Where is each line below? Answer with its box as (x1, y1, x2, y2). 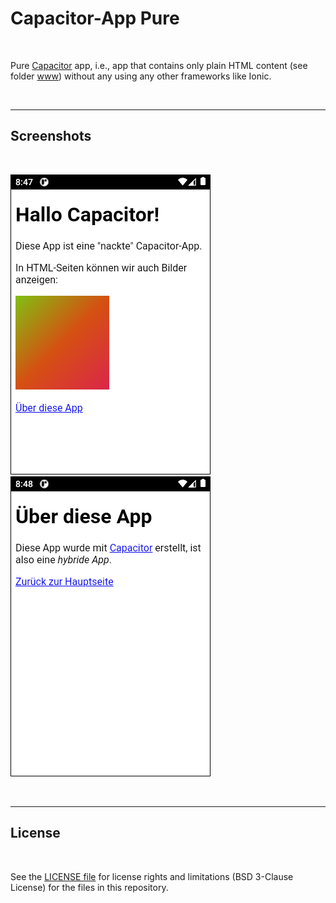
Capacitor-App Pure (10, 7, 180, 30)
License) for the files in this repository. (10, 881, 169, 893)
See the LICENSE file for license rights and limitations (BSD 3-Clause (10, 870, 294, 882)
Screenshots (10, 128, 92, 145)
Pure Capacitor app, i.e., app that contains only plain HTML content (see (10, 59, 308, 71)
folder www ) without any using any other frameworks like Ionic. (10, 70, 272, 82)
